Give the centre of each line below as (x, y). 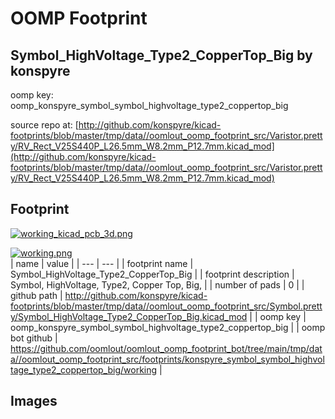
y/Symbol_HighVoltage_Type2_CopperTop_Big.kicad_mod (129, 316)
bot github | (34, 338)
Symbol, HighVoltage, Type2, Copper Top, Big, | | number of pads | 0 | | (157, 284)
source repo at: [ (44, 125)
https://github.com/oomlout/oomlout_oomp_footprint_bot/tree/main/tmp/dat (166, 348)
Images (34, 401)
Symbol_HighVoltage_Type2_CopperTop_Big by (161, 55)
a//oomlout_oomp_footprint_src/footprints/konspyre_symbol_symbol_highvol (167, 359)
